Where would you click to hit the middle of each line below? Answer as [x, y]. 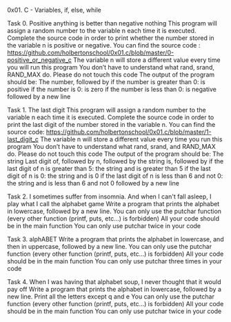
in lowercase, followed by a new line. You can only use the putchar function [114, 211]
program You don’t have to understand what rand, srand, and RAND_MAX [111, 147]
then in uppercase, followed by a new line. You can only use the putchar [110, 246]
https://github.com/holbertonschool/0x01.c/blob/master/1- [129, 132]
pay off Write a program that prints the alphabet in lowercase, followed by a [114, 289]
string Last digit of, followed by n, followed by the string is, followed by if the [115, 161]
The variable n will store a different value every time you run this [131, 139]
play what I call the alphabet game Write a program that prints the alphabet [113, 204]
